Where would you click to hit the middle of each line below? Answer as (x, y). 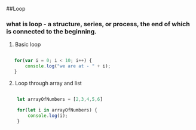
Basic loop (28, 45)
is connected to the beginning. (51, 31)
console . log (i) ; (48, 116)
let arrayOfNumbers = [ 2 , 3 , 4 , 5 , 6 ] (60, 99)
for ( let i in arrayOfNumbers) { (57, 110)
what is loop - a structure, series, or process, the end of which (98, 24)
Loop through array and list (48, 83)
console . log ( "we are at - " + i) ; (68, 66)
